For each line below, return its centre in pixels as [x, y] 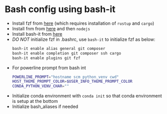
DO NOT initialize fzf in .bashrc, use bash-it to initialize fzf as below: [83, 39]
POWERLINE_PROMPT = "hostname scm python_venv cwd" [66, 77]
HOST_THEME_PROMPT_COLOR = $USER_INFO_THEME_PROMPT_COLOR [72, 82]
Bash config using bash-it [60, 9]
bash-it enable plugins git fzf [46, 58]
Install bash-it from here [37, 34]
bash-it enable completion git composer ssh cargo [67, 53]
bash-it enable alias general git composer [59, 48]
